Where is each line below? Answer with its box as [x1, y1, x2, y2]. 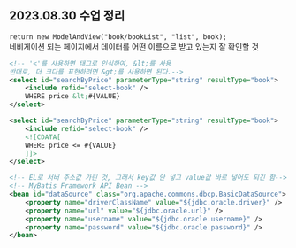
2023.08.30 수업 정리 [9, 8, 125, 24]
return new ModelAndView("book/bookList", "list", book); [9, 32, 227, 42]
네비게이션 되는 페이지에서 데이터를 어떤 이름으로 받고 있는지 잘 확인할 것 [9, 41, 259, 51]
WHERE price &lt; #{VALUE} [25, 92, 121, 101]
